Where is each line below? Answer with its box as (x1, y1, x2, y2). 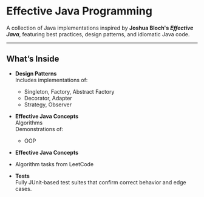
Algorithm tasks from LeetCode (15, 160, 94, 167)
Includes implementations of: (15, 76, 88, 83)
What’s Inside (6, 54, 59, 64)
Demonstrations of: (15, 125, 64, 132)
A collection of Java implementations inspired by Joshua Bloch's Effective (6, 24, 194, 31)
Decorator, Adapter (24, 94, 73, 102)
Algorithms (15, 119, 43, 126)
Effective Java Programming (6, 4, 153, 18)
